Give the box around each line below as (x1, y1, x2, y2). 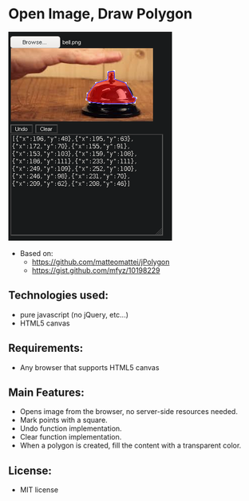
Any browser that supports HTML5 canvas (19, 362, 160, 372)
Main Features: (8, 385, 85, 399)
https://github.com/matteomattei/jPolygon (31, 257, 170, 266)
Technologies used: (8, 289, 109, 302)
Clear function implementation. (19, 432, 122, 442)
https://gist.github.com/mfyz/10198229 (31, 265, 160, 275)
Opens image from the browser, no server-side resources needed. (19, 407, 238, 416)
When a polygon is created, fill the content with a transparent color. (19, 440, 242, 451)
